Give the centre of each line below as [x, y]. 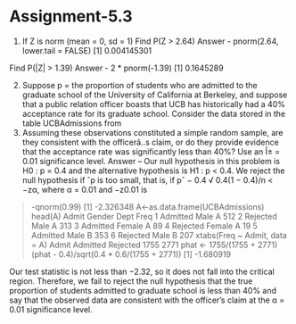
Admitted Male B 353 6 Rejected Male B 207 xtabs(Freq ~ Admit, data [159, 235]
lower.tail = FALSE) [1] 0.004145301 [87, 50]
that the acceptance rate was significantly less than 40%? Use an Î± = [151, 151]
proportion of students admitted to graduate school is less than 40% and [143, 290]
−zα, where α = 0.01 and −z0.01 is [85, 189]
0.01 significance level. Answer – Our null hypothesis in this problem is [151, 161]
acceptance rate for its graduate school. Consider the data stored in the [154, 113]
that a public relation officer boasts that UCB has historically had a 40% [153, 104]
